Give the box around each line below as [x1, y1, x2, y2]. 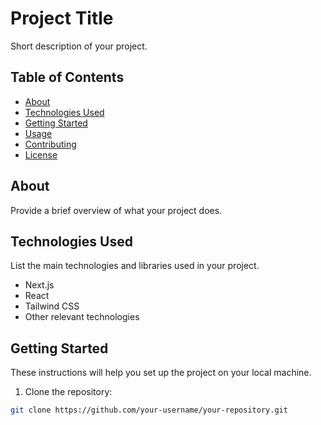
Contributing [24, 138, 77, 150]
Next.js [24, 279, 55, 291]
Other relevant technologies [24, 311, 140, 323]
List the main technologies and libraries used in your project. [10, 260, 260, 272]
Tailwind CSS [24, 300, 80, 312]
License [24, 148, 58, 161]
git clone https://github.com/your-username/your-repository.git [10, 405, 288, 416]
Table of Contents [10, 69, 125, 86]
